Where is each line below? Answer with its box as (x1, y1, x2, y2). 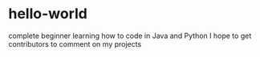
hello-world (8, 5, 88, 23)
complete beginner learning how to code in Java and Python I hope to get (8, 31, 252, 40)
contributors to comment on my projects (8, 39, 142, 48)
